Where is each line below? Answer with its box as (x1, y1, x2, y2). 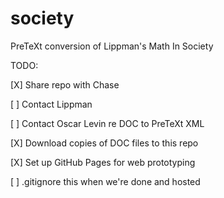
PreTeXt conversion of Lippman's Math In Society (10, 40, 214, 52)
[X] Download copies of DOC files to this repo (10, 137, 199, 149)
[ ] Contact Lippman (10, 98, 93, 110)
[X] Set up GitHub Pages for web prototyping (10, 156, 196, 168)
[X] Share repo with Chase (10, 78, 120, 91)
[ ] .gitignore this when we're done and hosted (10, 175, 201, 187)
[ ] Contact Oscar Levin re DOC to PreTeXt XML (10, 117, 205, 129)
